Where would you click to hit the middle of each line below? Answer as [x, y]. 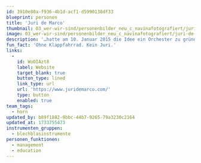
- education [27, 150]
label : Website [36, 67]
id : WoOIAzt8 [33, 61]
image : [14, 34]
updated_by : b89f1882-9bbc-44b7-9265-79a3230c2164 [71, 117]
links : [14, 51]
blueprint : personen [32, 17]
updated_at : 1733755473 [36, 123]
